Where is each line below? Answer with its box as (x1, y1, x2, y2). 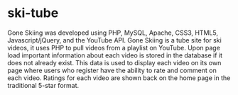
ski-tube (7, 5, 59, 21)
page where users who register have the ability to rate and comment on (7, 66, 217, 74)
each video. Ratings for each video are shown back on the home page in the (7, 73, 231, 82)
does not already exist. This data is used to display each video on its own (7, 58, 222, 67)
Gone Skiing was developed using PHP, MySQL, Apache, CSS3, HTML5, (7, 28, 219, 37)
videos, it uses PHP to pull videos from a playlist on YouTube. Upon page (7, 43, 220, 52)
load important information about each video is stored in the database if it (7, 51, 222, 60)
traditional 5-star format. (7, 81, 80, 89)
